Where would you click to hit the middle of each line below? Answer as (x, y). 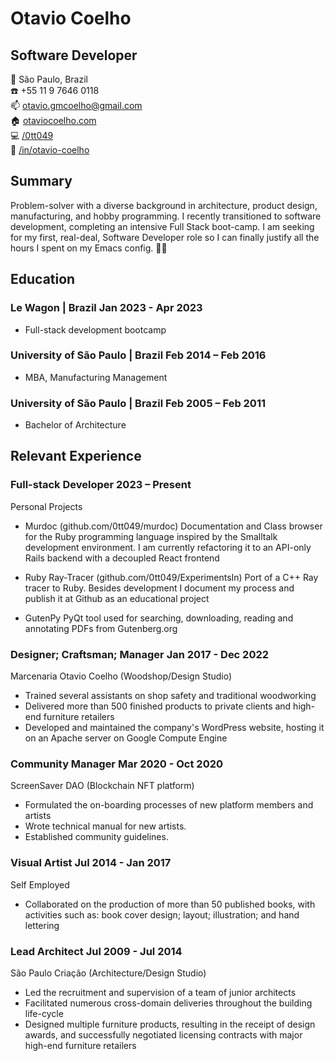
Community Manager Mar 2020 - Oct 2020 (117, 764)
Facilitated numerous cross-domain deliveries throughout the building (168, 1003)
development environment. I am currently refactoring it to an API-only (168, 547)
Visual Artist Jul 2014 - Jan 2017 (91, 863)
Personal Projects (46, 506)
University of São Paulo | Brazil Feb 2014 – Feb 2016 (138, 355)
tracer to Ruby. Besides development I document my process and (159, 588)
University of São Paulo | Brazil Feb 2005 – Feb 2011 (138, 403)
